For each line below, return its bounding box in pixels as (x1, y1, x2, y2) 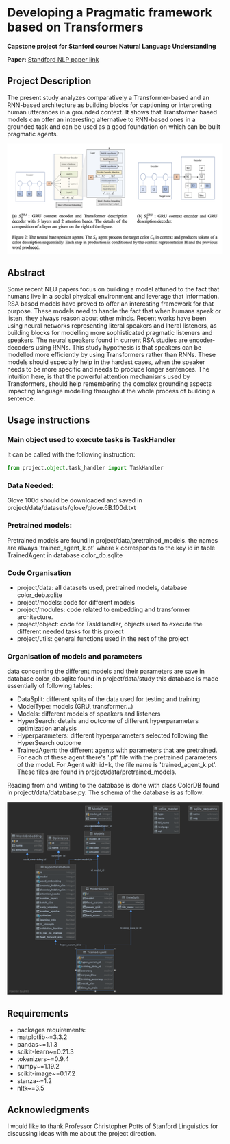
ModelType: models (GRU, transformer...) (16, 703, 133, 711)
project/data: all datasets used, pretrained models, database (16, 583, 188, 592)
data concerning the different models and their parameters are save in (7, 667, 205, 676)
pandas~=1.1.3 (16, 1040, 58, 1049)
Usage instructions (7, 414, 90, 426)
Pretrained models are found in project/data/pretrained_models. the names (7, 536, 218, 544)
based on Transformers (7, 19, 144, 35)
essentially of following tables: (7, 682, 93, 690)
